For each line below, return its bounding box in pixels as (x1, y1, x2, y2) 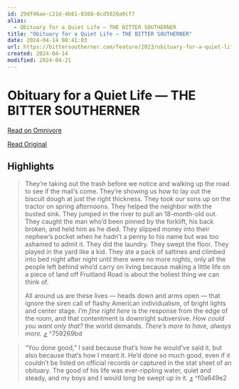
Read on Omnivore (7, 126, 62, 134)
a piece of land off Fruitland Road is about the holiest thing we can (24, 270, 220, 278)
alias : (7, 17, 27, 24)
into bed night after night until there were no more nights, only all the (24, 255, 226, 263)
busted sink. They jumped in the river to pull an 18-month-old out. (24, 209, 218, 218)
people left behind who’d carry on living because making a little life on (24, 262, 230, 271)
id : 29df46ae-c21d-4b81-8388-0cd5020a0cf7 (7, 10, 135, 18)
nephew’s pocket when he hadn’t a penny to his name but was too (24, 232, 219, 240)
